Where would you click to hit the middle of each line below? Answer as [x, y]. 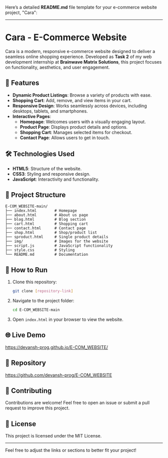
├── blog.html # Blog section [45, 220]
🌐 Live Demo [25, 335]
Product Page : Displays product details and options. [74, 127]
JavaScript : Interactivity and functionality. [56, 179]
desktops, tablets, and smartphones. [50, 111]
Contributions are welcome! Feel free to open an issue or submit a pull [77, 403]
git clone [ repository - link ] [43, 291]
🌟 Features [22, 83]
